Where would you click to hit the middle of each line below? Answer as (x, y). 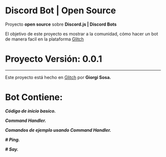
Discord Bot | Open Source (61, 11)
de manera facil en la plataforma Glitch (44, 39)
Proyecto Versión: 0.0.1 (54, 59)
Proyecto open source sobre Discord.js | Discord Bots (61, 24)
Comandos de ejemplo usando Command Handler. (58, 130)
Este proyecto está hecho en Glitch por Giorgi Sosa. (58, 77)
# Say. (12, 149)
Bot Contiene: (34, 98)
